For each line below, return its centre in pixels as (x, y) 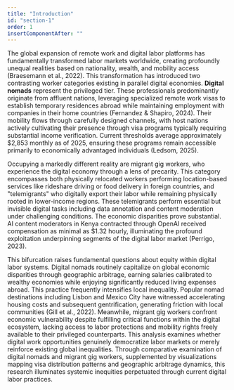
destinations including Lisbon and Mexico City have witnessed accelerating (116, 297)
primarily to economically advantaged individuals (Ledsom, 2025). (103, 150)
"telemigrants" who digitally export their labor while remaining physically (112, 194)
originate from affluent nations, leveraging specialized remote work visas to (117, 98)
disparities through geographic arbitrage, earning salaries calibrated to (110, 275)
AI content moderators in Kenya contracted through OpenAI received (107, 224)
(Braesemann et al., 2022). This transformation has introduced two (104, 76)
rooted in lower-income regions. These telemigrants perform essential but (114, 202)
